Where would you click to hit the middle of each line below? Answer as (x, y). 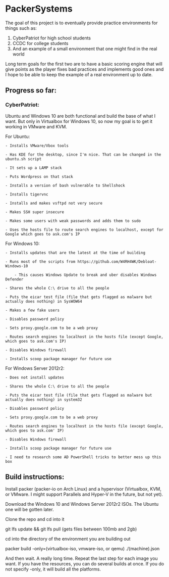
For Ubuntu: (18, 136)
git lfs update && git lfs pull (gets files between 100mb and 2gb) (71, 529)
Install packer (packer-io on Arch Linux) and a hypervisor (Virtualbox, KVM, (83, 489)
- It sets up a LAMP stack (34, 168)
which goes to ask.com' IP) (35, 430)
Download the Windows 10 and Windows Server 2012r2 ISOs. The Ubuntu (82, 504)
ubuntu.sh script (23, 159)
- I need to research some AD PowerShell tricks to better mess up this (83, 457)
